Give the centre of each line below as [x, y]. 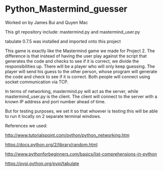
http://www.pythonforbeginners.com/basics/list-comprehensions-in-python [81, 154]
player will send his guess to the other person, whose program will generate [81, 71]
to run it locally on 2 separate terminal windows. [53, 116]
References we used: [26, 126]
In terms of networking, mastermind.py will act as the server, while [72, 91]
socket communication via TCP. [37, 82]
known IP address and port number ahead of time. [55, 101]
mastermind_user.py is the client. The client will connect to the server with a [81, 96]
